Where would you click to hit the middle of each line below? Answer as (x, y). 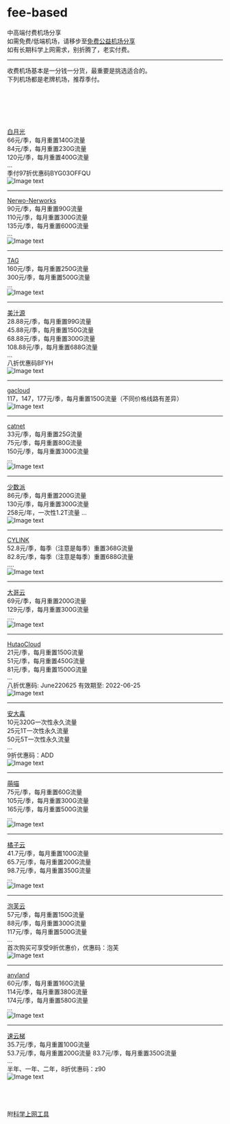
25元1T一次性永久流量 (38, 730)
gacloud (19, 390)
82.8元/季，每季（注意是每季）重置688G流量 (71, 556)
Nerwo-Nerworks (32, 200)
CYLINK (18, 540)
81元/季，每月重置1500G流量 (47, 669)
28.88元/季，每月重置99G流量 (49, 321)
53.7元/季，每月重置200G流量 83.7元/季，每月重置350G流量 (92, 1053)
